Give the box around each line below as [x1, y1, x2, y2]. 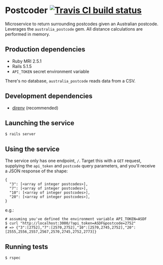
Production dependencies [5, 45, 86, 53]
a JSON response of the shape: [5, 168, 68, 174]
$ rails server [5, 132, 36, 137]
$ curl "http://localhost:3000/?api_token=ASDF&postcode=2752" [5, 221, 136, 226]
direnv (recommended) [12, 105, 58, 111]
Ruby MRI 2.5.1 [12, 58, 42, 64]
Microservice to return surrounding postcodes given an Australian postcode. [5, 21, 159, 27]
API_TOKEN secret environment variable [12, 68, 90, 74]
